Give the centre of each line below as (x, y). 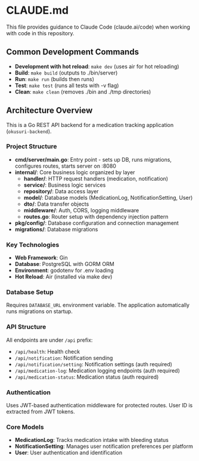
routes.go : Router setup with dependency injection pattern (96, 216)
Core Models (25, 427)
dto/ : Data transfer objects (56, 204)
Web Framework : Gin (41, 258)
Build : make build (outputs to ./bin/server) (66, 73)
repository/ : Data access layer (61, 191)
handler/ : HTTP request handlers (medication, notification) (96, 178)
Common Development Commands (72, 52)
